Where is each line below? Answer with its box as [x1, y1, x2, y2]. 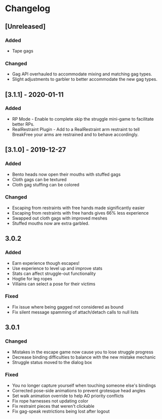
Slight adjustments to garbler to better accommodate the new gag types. [12, 76, 158, 82]
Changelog [5, 3, 50, 14]
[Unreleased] [5, 22, 46, 31]
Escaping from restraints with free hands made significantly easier [12, 205, 145, 211]
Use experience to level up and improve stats [12, 265, 103, 271]
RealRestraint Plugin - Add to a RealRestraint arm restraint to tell [12, 126, 140, 132]
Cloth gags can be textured [12, 176, 67, 182]
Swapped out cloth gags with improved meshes [12, 215, 108, 221]
